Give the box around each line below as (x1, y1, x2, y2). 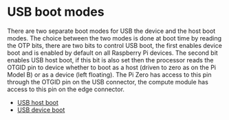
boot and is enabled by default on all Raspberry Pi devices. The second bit (7, 49, 218, 57)
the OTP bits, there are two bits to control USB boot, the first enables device (7, 41, 222, 49)
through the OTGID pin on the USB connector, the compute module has (7, 77, 208, 86)
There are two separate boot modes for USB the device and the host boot (7, 27, 216, 35)
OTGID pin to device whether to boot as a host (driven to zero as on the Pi (7, 63, 217, 71)
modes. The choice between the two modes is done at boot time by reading (7, 34, 222, 42)
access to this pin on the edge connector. (7, 85, 125, 93)
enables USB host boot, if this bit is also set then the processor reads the (7, 56, 214, 64)
